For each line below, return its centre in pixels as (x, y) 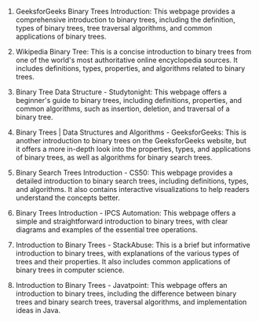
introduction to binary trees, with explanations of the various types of (127, 253)
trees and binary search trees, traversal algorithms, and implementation (131, 302)
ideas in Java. (38, 310)
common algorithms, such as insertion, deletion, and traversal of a (122, 109)
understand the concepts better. (67, 197)
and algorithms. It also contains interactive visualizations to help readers (132, 189)
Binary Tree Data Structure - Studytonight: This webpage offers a (121, 92)
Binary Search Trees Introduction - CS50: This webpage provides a (124, 173)
